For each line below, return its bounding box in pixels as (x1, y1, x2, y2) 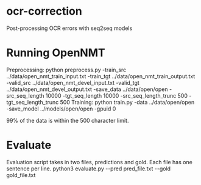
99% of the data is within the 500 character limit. (6, 117, 129, 124)
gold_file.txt (6, 171, 36, 178)
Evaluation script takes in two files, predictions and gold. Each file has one (6, 158, 193, 165)
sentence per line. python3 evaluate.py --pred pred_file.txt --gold (6, 165, 171, 172)
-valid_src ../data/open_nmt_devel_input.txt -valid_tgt (6, 79, 140, 86)
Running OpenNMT (6, 46, 105, 60)
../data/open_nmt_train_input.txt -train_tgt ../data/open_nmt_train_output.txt (6, 72, 196, 80)
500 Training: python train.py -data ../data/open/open (60, 98, 195, 106)
